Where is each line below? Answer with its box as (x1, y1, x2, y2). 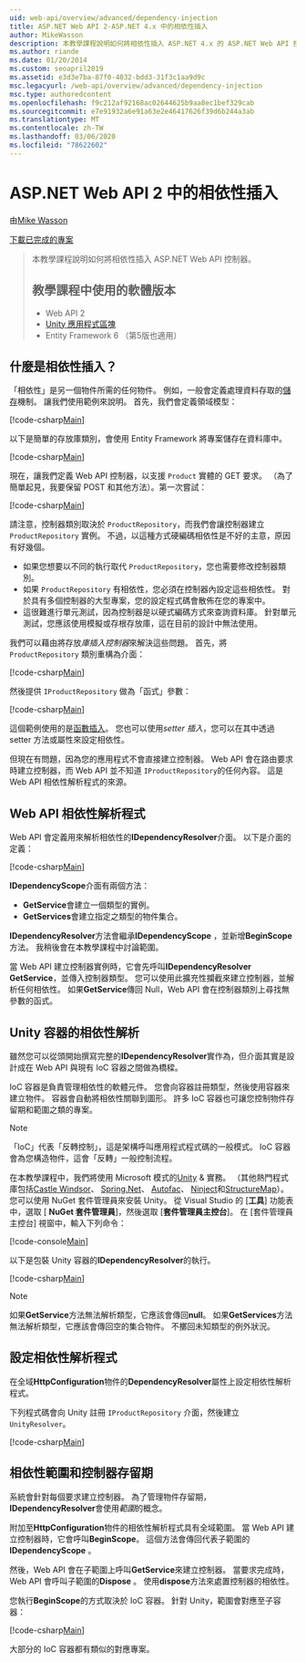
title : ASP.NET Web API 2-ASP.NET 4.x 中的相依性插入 (9, 22, 209, 31)
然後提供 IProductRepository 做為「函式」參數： (9, 686, 191, 697)
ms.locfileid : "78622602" (9, 140, 107, 150)
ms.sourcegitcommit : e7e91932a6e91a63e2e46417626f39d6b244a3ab (9, 107, 255, 116)
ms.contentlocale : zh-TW (9, 124, 104, 133)
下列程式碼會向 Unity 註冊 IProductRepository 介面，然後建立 (9, 1407, 240, 1418)
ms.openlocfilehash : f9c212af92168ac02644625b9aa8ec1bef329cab (9, 98, 255, 108)
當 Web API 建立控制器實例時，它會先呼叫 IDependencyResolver (9, 961, 252, 972)
